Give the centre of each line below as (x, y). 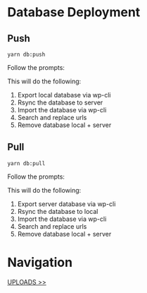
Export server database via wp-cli (66, 204)
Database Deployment (74, 12)
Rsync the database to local (58, 211)
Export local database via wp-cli (64, 95)
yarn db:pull (26, 163)
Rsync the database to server (60, 102)
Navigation (40, 263)
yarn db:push (26, 54)
